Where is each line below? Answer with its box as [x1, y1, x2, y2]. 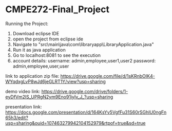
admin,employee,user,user [12, 63, 69, 69]
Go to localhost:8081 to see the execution [12, 52, 101, 58]
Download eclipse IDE [12, 30, 60, 36]
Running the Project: [5, 20, 49, 27]
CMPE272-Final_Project [5, 4, 109, 15]
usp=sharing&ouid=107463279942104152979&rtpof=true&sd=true [5, 120, 146, 126]
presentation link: [5, 103, 42, 110]
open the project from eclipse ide [12, 36, 84, 42]
